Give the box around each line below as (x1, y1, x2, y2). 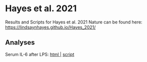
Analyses (5, 39, 35, 47)
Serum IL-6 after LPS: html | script (5, 51, 75, 57)
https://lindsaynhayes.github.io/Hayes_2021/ (5, 24, 96, 30)
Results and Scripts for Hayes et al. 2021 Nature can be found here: (5, 19, 143, 25)
